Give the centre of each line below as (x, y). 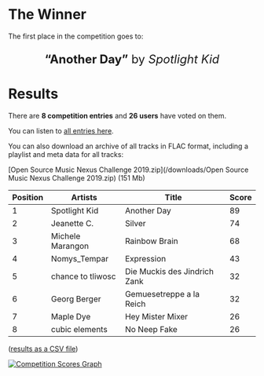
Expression (145, 258)
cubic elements (79, 329)
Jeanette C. (72, 223)
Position (28, 197)
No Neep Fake (151, 329)
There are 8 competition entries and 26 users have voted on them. (117, 115)
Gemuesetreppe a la (162, 294)
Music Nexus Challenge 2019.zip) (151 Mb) (77, 177)
